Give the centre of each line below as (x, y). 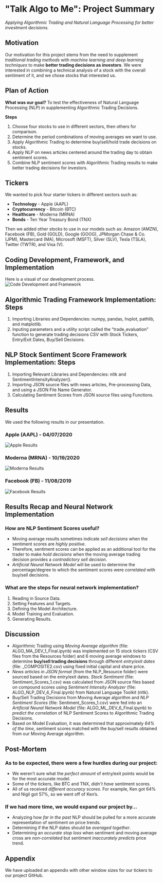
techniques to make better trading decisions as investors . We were (73, 65)
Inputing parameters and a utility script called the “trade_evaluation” (80, 329)
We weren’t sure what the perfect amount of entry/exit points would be (83, 774)
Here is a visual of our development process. (50, 279)
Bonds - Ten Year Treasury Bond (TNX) (52, 219)
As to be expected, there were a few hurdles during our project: (81, 763)
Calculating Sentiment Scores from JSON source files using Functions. (83, 395)
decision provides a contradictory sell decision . (59, 559)
